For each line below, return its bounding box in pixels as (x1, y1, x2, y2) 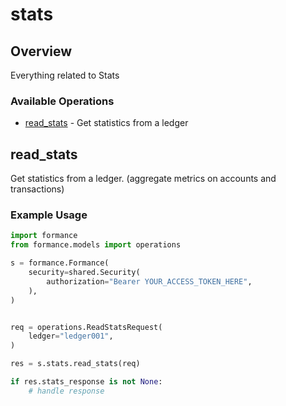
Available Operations (10, 94, 115, 108)
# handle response (28, 386, 105, 396)
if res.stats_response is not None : (10, 377, 163, 387)
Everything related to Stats (10, 69, 120, 81)
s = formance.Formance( (10, 258, 110, 268)
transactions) (10, 183, 65, 195)
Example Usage (10, 208, 88, 222)
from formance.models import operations (10, 240, 182, 250)
